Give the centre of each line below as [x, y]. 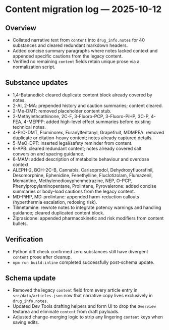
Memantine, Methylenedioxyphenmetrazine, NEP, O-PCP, [72, 181]
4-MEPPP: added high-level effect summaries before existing [87, 122]
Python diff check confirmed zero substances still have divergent [80, 251]
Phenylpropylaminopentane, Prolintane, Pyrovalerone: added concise [84, 186]
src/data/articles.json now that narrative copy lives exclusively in [82, 296]
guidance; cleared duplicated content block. [58, 212]
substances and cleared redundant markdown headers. [70, 45]
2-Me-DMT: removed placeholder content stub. [62, 111]
